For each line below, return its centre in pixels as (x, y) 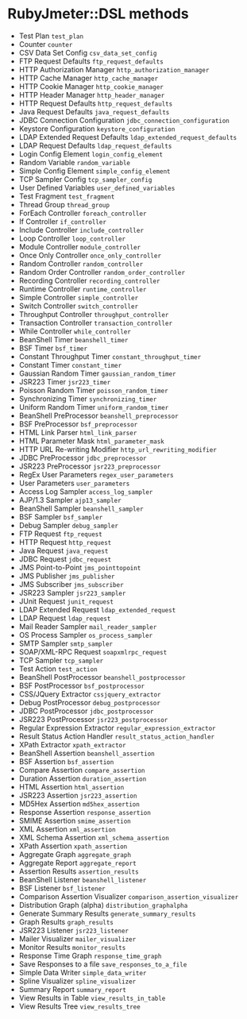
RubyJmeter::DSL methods (98, 14)
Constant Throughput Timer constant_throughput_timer (110, 356)
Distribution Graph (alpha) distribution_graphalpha (103, 905)
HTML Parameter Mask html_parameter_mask (91, 441)
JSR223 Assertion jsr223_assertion (78, 795)
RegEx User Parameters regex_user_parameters (96, 474)
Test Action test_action (58, 669)
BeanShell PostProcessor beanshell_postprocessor (102, 677)
